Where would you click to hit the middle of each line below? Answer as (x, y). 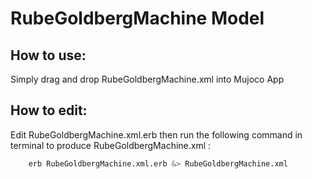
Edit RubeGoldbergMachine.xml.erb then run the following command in (156, 134)
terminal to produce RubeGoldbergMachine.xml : (111, 145)
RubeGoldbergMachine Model (137, 18)
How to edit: (49, 110)
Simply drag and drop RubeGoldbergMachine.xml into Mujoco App (147, 79)
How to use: (48, 55)
